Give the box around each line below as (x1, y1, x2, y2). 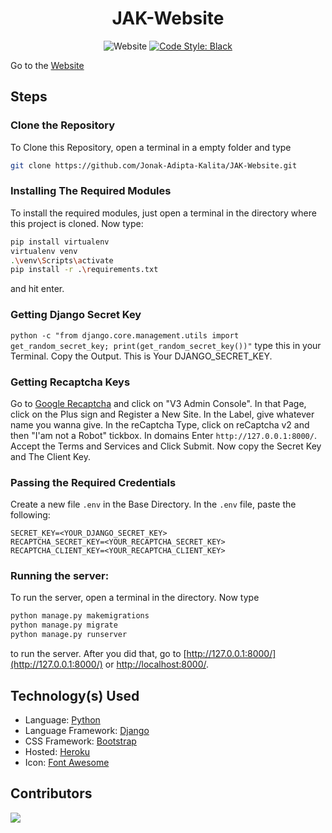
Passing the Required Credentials (10, 475, 177, 489)
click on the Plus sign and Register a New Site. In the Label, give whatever (10, 408, 315, 420)
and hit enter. (10, 283, 65, 295)
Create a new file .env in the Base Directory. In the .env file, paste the (10, 498, 297, 511)
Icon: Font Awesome (24, 756, 110, 768)
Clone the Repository (10, 118, 116, 132)
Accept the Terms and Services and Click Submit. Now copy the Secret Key (10, 440, 322, 452)
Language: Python (24, 713, 101, 726)
